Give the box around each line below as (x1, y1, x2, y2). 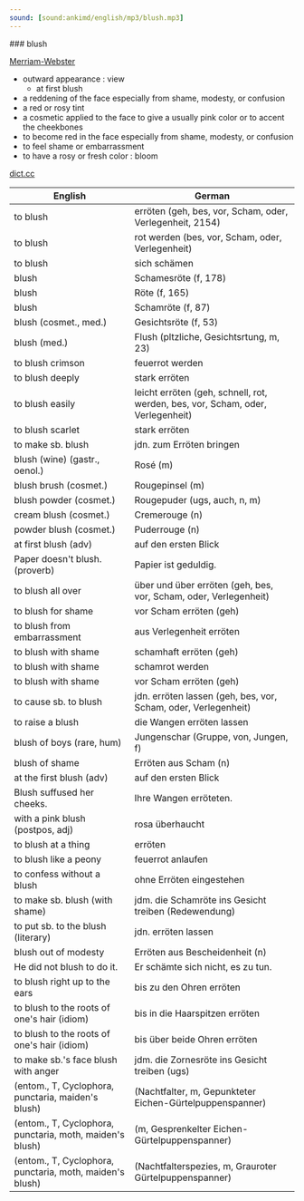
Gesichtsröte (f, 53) (134, 315, 219, 328)
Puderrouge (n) (134, 523, 201, 536)
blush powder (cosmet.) (14, 493, 116, 506)
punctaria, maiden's (14, 1090, 99, 1103)
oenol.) (14, 464, 44, 477)
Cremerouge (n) (134, 508, 204, 521)
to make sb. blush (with (14, 894, 113, 906)
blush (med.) (14, 336, 69, 349)
